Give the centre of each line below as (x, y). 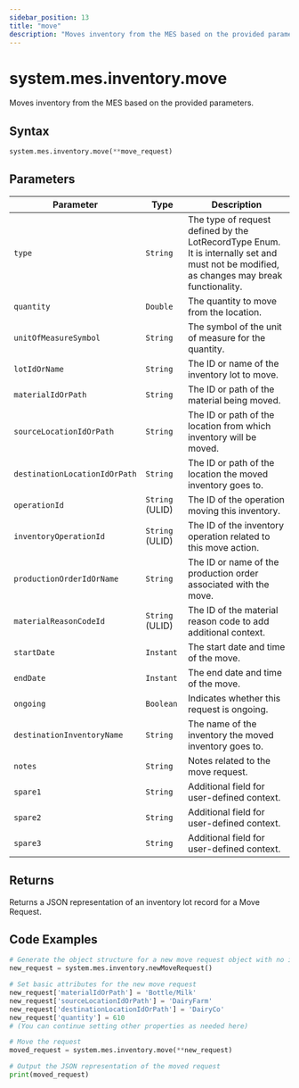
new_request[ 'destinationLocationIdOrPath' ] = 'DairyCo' (117, 1009)
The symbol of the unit (235, 327)
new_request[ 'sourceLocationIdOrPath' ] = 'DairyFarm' (111, 1001)
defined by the (218, 230)
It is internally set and (233, 253)
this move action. (224, 547)
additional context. (226, 632)
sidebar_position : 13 (49, 17)
